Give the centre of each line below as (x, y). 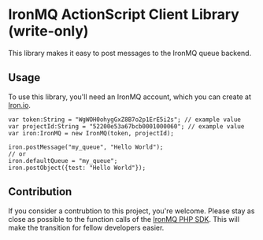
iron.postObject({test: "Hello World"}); (77, 168)
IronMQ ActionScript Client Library (124, 15)
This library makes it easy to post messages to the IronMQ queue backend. (130, 53)
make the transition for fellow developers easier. (86, 227)
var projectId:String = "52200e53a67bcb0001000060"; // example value (126, 126)
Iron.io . (20, 105)
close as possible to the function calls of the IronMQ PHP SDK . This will (124, 219)
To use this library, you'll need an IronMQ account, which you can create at (130, 97)
